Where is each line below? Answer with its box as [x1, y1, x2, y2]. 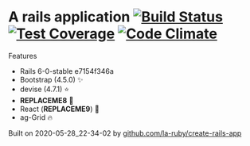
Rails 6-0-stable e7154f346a [19, 66, 114, 75]
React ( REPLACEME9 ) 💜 [19, 104, 100, 113]
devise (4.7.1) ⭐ [19, 84, 70, 94]
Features [8, 51, 37, 60]
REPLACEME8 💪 [19, 95, 74, 105]
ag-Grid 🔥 [19, 112, 53, 122]
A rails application [8, 8, 131, 26]
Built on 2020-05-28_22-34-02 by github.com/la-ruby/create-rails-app [8, 128, 242, 138]
